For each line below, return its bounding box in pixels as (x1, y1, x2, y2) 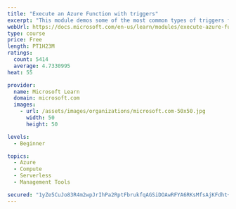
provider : (7, 81, 37, 88)
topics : (7, 152, 30, 160)
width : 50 (25, 114, 55, 121)
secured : (7, 191, 33, 198)
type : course (7, 29, 46, 37)
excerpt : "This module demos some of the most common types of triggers (7, 17, 225, 24)
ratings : (7, 50, 33, 57)
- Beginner (13, 140, 46, 147)
